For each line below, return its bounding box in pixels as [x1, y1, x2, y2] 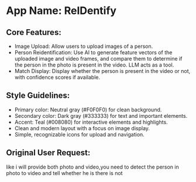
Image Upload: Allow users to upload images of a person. [14, 43, 153, 50]
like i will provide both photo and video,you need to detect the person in [6, 163, 180, 170]
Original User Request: [6, 148, 91, 158]
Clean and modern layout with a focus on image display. [14, 124, 150, 132]
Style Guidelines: [6, 90, 70, 100]
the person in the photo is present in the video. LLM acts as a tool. [14, 61, 174, 68]
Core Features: [6, 27, 61, 37]
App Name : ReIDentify [6, 4, 117, 17]
